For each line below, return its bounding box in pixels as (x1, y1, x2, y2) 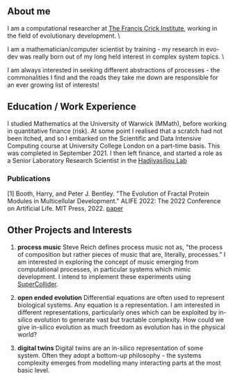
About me (7, 6, 51, 17)
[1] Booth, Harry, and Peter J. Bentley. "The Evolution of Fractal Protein (7, 189, 210, 198)
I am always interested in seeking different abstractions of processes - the (7, 65, 220, 74)
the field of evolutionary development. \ (7, 31, 120, 40)
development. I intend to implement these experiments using (17, 272, 191, 280)
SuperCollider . (17, 280, 59, 288)
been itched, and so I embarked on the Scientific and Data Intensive (7, 134, 202, 142)
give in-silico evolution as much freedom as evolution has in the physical (17, 323, 226, 331)
